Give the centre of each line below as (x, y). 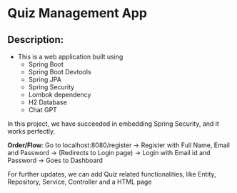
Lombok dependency (60, 95)
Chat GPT (42, 110)
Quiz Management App (77, 13)
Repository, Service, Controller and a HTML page (80, 182)
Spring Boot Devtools (60, 72)
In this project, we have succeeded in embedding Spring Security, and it (113, 124)
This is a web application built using (70, 56)
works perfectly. (31, 131)
